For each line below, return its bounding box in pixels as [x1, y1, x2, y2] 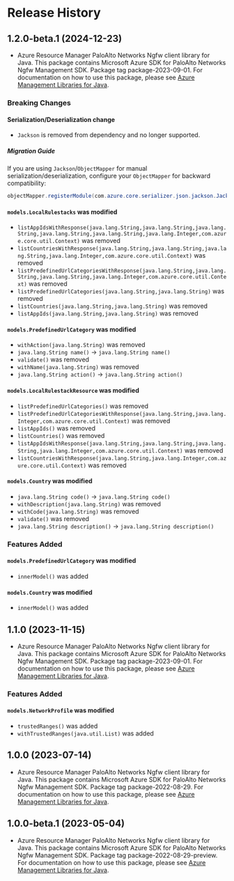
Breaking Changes [7, 98, 72, 107]
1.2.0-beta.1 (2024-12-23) [7, 33, 123, 45]
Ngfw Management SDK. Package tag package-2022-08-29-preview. [17, 851, 218, 859]
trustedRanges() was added [17, 722, 98, 731]
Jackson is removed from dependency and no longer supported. [17, 131, 201, 139]
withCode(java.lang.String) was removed [17, 507, 139, 515]
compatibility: [7, 179, 47, 187]
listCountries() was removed [17, 431, 105, 439]
